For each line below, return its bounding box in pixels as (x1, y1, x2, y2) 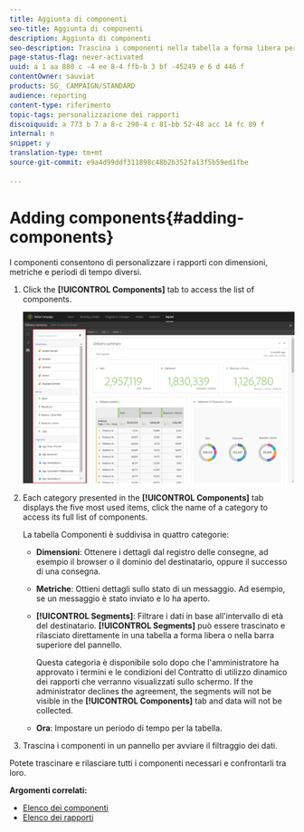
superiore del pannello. (35, 639, 122, 650)
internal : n (9, 129, 54, 139)
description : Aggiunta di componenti (9, 33, 152, 43)
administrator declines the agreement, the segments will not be (35, 685, 271, 696)
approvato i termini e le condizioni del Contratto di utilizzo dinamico (35, 666, 288, 677)
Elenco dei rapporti (22, 811, 94, 823)
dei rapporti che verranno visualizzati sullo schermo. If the (35, 675, 253, 687)
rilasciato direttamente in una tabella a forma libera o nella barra (35, 629, 274, 640)
